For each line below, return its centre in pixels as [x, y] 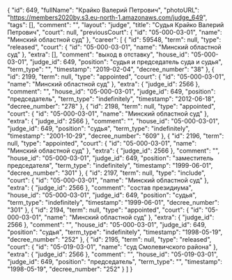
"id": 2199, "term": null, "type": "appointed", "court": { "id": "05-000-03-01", [116, 77]
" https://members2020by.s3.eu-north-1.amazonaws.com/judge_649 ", [107, 17]
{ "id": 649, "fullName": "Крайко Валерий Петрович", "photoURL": [103, 10]
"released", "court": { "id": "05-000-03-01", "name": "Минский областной [114, 47]
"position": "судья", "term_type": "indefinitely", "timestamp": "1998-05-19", [115, 232]
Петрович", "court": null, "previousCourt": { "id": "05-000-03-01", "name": [115, 32]
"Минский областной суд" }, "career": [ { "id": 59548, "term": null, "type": [114, 40]
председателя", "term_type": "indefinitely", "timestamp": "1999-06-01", [110, 165]
